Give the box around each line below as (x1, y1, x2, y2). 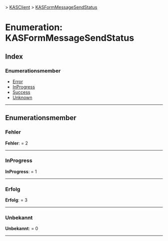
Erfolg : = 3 (5, 197, 27, 203)
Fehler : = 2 (5, 140, 28, 146)
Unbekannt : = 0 (5, 225, 38, 231)
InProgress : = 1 (5, 168, 37, 174)
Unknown (12, 94, 32, 100)
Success (12, 89, 30, 95)
